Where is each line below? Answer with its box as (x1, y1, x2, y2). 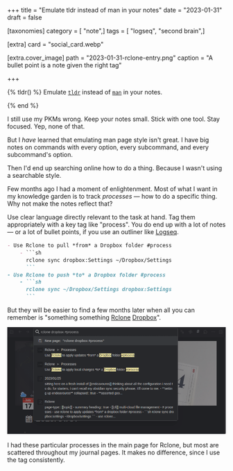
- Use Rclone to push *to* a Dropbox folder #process (7, 271, 166, 279)
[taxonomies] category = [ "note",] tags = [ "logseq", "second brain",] (7, 27, 205, 35)
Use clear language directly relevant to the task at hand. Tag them (7, 213, 196, 221)
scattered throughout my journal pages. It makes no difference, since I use (7, 448, 221, 456)
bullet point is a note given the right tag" (7, 61, 122, 69)
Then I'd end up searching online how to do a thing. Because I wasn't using (7, 164, 223, 172)
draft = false (7, 13, 42, 22)
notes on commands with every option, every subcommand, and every (7, 143, 209, 151)
